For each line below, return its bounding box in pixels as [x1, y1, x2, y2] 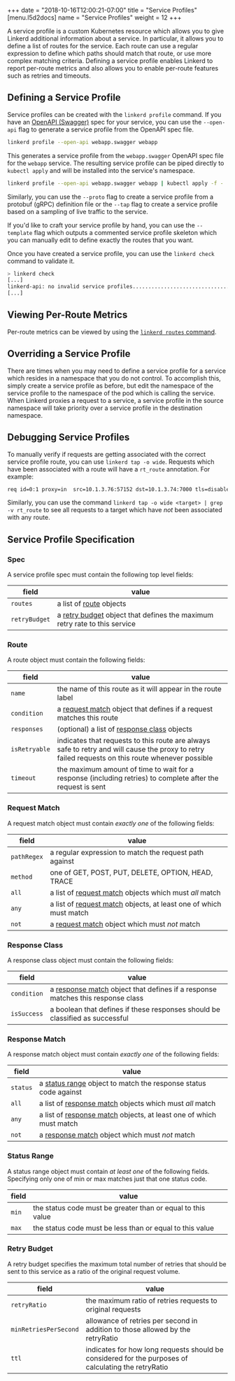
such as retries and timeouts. [7, 71, 91, 80]
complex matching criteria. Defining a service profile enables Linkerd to [7, 57, 213, 65]
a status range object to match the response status [39, 1079, 206, 1089]
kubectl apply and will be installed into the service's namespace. [7, 166, 195, 174]
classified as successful [50, 1013, 129, 1023]
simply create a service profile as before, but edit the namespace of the [7, 381, 214, 390]
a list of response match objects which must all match [39, 1098, 216, 1108]
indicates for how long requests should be [85, 1345, 224, 1354]
